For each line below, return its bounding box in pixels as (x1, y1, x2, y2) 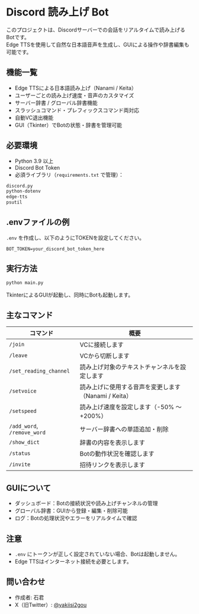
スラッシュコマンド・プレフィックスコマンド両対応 (14, 106, 140, 113)
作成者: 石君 (14, 594, 44, 601)
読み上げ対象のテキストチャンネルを (79, 363, 181, 371)
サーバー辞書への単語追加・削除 (79, 425, 169, 434)
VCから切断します (79, 352, 130, 360)
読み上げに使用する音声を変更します (79, 383, 181, 392)
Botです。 (6, 33, 30, 40)
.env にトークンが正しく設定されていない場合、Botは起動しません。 (14, 551, 181, 558)
